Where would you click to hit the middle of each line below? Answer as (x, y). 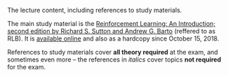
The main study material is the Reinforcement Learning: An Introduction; (112, 23)
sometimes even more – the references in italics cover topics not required (114, 59)
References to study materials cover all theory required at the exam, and (113, 52)
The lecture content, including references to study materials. (95, 10)
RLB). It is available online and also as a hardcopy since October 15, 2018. (113, 38)
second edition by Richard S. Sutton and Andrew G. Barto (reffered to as (112, 31)
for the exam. (26, 67)
